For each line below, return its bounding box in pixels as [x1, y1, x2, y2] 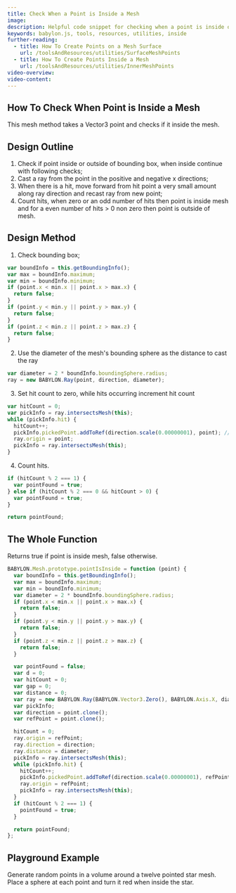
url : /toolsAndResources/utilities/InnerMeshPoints [20, 63, 174, 70]
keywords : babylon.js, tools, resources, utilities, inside [7, 30, 188, 37]
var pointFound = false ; [13, 663, 86, 670]
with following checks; [17, 167, 83, 175]
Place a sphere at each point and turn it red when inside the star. [7, 878, 195, 887]
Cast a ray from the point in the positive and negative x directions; [17, 174, 209, 183]
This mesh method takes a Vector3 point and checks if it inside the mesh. [7, 120, 220, 129]
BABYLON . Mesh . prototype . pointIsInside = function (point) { [7, 565, 188, 573]
